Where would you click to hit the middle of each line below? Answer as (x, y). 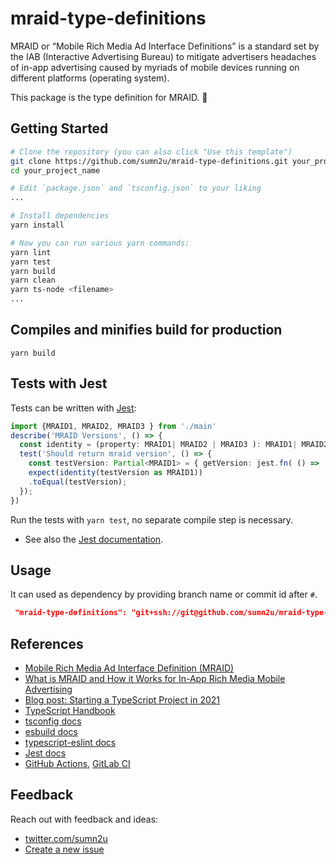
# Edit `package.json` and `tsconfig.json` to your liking (136, 188)
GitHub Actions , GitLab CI (77, 763)
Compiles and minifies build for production (146, 330)
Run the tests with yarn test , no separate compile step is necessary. (152, 519)
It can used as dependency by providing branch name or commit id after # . (164, 594)
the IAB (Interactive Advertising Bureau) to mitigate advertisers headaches (163, 56)
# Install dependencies (60, 216)
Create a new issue (64, 849)
